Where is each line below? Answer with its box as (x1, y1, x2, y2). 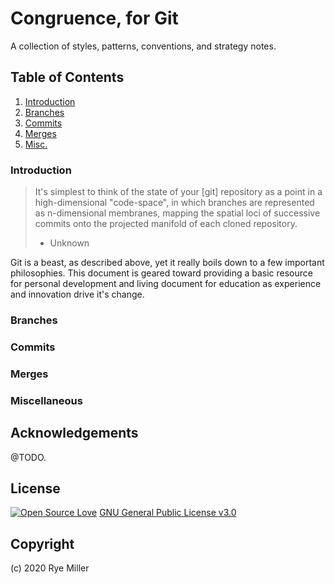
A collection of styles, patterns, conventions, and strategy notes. (10, 40, 277, 52)
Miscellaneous (10, 393, 83, 407)
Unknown (49, 237, 90, 249)
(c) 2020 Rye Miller (10, 562, 90, 574)
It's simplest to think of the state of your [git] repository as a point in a (34, 186, 323, 198)
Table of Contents (10, 69, 125, 86)
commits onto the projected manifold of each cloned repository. (34, 218, 298, 230)
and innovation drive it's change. (10, 288, 145, 301)
